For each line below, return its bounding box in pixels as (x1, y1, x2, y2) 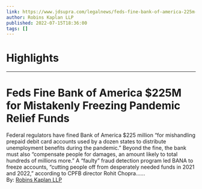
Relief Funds (6, 112, 70, 125)
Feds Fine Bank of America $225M (6, 86, 182, 100)
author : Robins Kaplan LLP (6, 14, 74, 20)
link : (6, 8, 20, 15)
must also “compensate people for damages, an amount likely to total (6, 151, 178, 158)
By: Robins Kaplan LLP (6, 176, 62, 184)
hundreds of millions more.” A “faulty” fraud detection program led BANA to (6, 157, 194, 164)
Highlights (6, 52, 59, 65)
